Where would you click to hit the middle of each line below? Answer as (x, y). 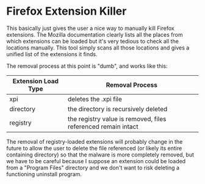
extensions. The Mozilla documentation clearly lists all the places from (95, 34)
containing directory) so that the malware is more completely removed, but (100, 155)
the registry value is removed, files (117, 119)
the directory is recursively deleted (117, 109)
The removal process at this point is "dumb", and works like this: (87, 66)
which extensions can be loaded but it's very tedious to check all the (92, 41)
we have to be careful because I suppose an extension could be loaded (96, 161)
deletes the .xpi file (95, 99)
